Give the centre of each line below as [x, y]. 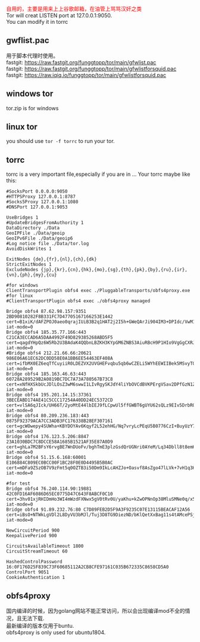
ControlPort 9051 [28, 572]
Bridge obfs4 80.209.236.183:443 [48, 416]
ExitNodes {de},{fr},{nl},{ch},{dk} [51, 259]
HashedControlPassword [34, 562]
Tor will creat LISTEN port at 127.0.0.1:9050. [59, 15]
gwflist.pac [28, 41]
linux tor [22, 127]
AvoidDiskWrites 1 [29, 249]
